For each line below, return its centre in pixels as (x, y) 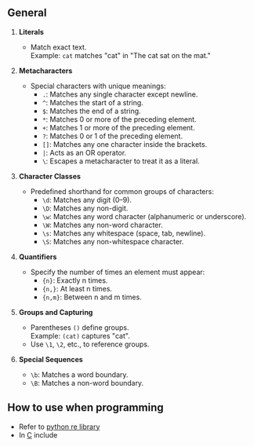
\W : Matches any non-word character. (102, 225)
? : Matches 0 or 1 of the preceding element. (112, 136)
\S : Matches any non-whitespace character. (113, 241)
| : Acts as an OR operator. (84, 152)
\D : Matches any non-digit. (85, 208)
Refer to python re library (59, 427)
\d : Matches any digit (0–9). (87, 200)
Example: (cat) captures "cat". (80, 335)
